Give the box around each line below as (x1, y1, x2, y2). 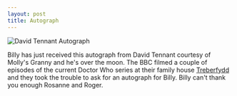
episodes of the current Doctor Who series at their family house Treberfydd (7, 65, 230, 74)
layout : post (7, 10, 46, 18)
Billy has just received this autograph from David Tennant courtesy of (7, 50, 211, 59)
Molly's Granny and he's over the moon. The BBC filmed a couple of (7, 58, 208, 66)
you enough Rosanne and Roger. (7, 80, 104, 89)
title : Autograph (7, 17, 59, 24)
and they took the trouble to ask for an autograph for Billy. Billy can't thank (7, 73, 226, 82)
